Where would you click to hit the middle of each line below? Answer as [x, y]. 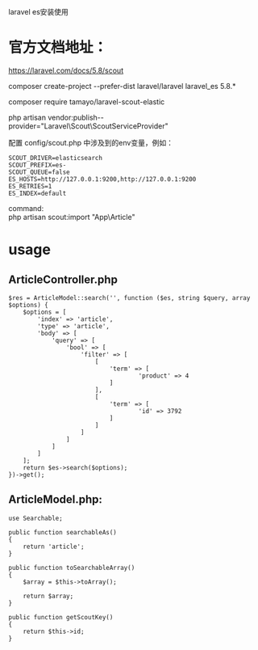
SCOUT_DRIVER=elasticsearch [56, 158]
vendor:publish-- [76, 117]
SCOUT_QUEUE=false [39, 172]
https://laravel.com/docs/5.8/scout [66, 70]
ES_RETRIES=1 [30, 186]
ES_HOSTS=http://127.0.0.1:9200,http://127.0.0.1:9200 [102, 179]
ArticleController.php [63, 279]
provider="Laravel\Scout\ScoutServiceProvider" [88, 126]
